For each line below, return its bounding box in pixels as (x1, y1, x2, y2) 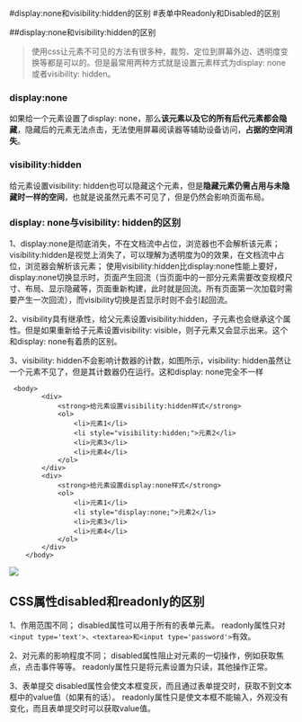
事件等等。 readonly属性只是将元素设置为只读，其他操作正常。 (40, 661, 272, 672)
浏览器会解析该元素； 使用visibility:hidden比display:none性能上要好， (24, 260, 282, 272)
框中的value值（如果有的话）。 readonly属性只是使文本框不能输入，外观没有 (9, 691, 289, 702)
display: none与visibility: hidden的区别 (9, 216, 182, 228)
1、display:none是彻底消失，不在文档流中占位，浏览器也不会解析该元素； (9, 237, 280, 249)
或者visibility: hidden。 (31, 68, 116, 79)
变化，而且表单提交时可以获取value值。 (9, 702, 155, 713)
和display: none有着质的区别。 (9, 335, 122, 346)
